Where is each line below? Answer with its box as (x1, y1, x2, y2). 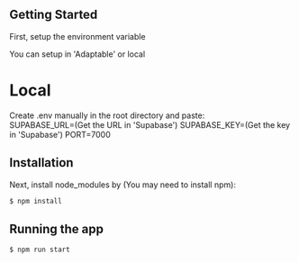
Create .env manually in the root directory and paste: (9, 110, 205, 121)
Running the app (9, 221, 104, 237)
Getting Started (9, 7, 98, 23)
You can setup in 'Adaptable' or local (9, 49, 146, 59)
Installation (9, 155, 74, 170)
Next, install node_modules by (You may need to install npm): (9, 179, 237, 190)
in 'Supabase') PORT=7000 (9, 129, 111, 140)
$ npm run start (9, 245, 70, 255)
